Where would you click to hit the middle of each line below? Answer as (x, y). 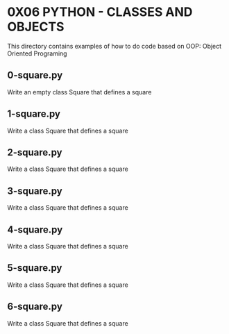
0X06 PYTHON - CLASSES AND (100, 12)
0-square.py (35, 75)
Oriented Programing (37, 53)
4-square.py (35, 229)
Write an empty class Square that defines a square (79, 92)
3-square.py (35, 191)
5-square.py (35, 268)
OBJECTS (36, 27)
